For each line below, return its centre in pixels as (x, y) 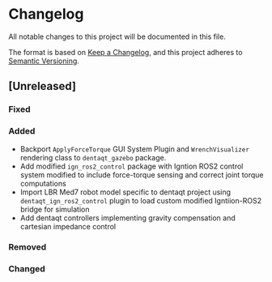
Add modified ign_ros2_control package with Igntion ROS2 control (132, 166)
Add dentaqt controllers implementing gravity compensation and (128, 218)
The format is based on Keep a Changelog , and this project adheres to (125, 52)
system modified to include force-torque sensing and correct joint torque (142, 174)
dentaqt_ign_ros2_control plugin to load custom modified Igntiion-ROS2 (140, 200)
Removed (28, 247)
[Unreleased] (42, 86)
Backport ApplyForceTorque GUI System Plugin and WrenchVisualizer (134, 149)
